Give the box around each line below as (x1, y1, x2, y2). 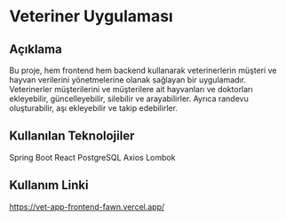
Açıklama (9, 42, 62, 57)
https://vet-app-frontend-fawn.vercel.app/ (9, 201, 165, 212)
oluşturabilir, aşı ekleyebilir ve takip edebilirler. (9, 103, 178, 113)
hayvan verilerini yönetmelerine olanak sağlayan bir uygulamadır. (9, 75, 247, 85)
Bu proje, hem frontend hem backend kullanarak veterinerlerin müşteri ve (9, 65, 277, 75)
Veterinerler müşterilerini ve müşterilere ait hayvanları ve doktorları (9, 84, 253, 94)
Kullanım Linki (9, 178, 89, 193)
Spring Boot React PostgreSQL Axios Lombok (9, 152, 176, 162)
